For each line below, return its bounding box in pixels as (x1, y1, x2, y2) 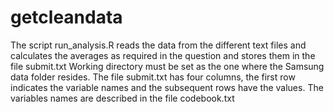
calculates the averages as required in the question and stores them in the (10, 49, 316, 61)
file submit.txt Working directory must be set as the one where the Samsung (10, 60, 325, 72)
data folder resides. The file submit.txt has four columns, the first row (10, 71, 296, 83)
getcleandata (10, 6, 123, 29)
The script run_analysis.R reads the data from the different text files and (10, 39, 307, 51)
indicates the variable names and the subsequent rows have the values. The (10, 81, 324, 93)
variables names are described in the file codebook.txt (10, 92, 235, 104)
